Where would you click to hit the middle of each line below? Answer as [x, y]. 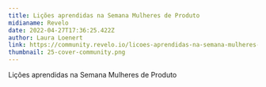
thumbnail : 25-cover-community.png [67, 52]
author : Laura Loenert [46, 38]
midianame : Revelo [38, 23]
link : [17, 45]
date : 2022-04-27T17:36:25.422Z [61, 30]
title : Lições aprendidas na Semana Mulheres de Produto [104, 15]
